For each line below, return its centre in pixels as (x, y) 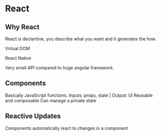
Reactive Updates (33, 116)
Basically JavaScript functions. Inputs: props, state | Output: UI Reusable (79, 95)
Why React (22, 27)
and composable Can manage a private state (51, 100)
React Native (18, 58)
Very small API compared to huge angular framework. (60, 68)
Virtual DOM (18, 48)
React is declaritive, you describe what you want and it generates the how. (81, 39)
